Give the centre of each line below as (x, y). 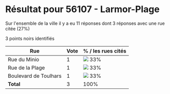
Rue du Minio (24, 59)
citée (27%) (18, 28)
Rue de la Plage (26, 68)
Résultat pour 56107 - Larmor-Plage (82, 9)
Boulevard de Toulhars (35, 76)
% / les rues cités (105, 51)
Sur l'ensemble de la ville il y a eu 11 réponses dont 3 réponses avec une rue (85, 23)
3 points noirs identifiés (30, 38)
